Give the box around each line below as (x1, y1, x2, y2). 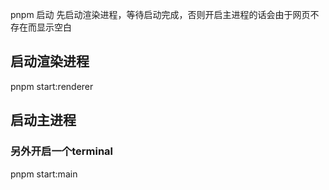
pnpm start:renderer (10, 80, 94, 92)
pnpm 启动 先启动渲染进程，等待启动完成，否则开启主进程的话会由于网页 (10, 9, 311, 20)
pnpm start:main (10, 168, 78, 180)
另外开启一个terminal (10, 144, 113, 158)
